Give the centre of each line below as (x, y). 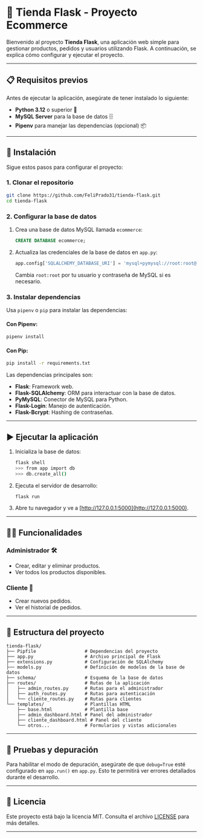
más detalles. (23, 823)
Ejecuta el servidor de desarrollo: (56, 485)
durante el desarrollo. (33, 777)
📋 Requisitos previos (47, 80)
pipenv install (25, 337)
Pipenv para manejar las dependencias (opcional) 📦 (81, 125)
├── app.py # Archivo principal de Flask (84, 657)
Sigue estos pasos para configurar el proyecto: (65, 167)
